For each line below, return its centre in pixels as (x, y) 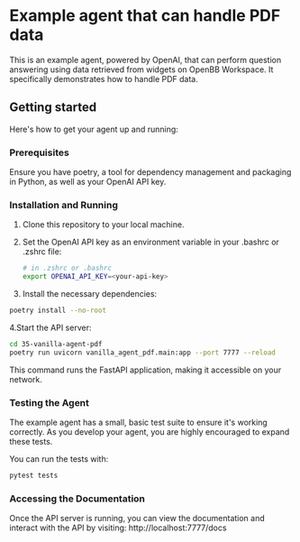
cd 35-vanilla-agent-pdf (56, 344)
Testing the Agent (50, 402)
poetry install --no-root (58, 311)
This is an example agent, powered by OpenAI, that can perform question (145, 60)
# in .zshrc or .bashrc (67, 268)
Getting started (53, 108)
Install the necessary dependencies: (90, 294)
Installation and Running (64, 205)
